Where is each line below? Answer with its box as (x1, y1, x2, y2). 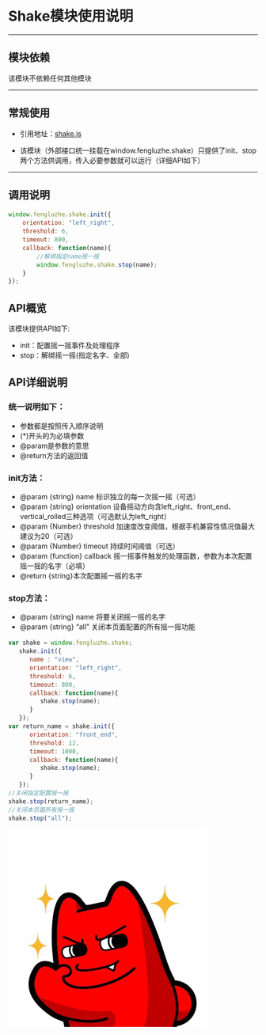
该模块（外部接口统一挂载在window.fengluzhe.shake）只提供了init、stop (19, 146, 257, 155)
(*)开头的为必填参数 (19, 430, 85, 440)
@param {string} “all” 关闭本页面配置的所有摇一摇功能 (19, 622, 196, 631)
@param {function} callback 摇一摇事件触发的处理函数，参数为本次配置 (19, 552, 253, 561)
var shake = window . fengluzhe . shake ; (8, 639, 133, 647)
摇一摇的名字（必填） (19, 561, 89, 571)
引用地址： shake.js (19, 128, 82, 138)
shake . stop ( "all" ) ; (8, 814, 73, 822)
